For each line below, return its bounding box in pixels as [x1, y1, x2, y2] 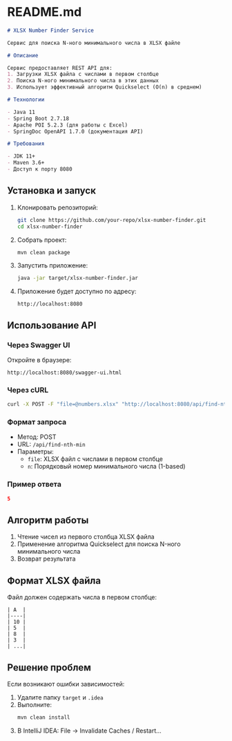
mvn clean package [17, 249, 70, 256]
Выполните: [17, 701, 52, 709]
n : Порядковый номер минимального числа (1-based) [27, 462, 186, 471]
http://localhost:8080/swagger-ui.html [7, 369, 122, 376]
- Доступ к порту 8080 [7, 166, 72, 173]
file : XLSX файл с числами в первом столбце [27, 455, 164, 463]
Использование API [7, 319, 97, 331]
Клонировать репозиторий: [17, 203, 98, 212]
